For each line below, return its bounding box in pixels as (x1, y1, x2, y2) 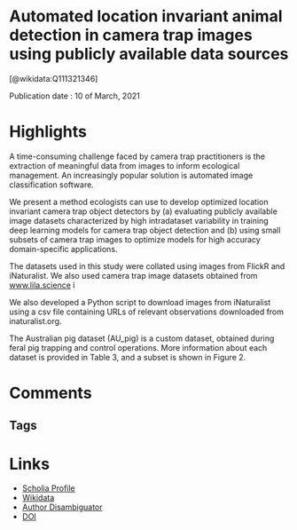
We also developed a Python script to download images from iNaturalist (9, 297, 271, 307)
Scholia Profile (21, 483, 75, 494)
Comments (9, 384, 92, 403)
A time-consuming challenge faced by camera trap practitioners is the (9, 151, 266, 162)
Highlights (9, 122, 87, 142)
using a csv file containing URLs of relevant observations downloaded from (9, 306, 285, 317)
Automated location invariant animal (9, 6, 283, 27)
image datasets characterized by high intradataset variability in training (9, 215, 269, 225)
